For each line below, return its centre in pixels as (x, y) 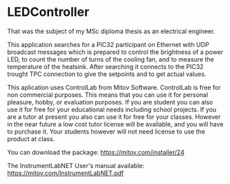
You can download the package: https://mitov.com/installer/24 (96, 152)
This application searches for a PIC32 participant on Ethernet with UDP (108, 44)
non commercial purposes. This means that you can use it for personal (108, 95)
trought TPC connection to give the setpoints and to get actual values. (107, 74)
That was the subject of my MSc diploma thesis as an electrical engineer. (111, 31)
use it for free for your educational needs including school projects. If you (112, 109)
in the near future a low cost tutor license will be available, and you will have (115, 124)
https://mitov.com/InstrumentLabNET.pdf (66, 173)
